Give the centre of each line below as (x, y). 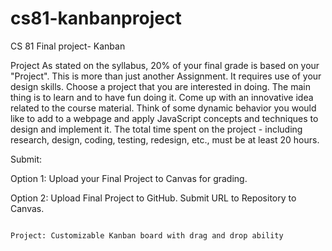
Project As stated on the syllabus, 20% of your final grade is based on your (165, 65)
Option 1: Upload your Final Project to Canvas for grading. (129, 178)
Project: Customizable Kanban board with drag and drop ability (147, 235)
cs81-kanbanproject (96, 18)
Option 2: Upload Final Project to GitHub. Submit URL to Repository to (153, 198)
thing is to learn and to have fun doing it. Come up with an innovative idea (162, 97)
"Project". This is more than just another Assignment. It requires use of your (166, 76)
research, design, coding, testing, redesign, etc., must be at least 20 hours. (165, 139)
